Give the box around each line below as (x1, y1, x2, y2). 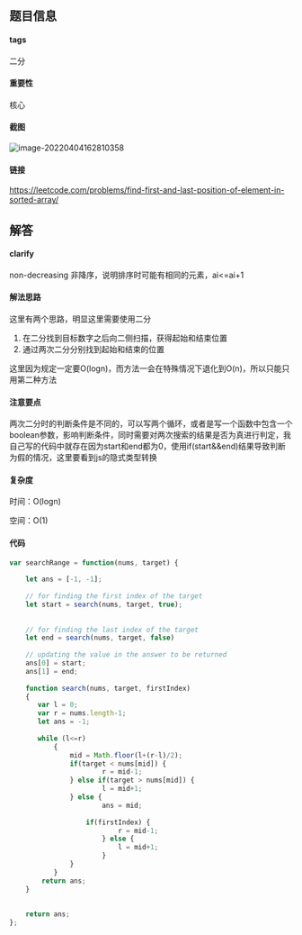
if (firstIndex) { (85, 818, 151, 827)
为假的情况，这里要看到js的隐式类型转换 (9, 452, 157, 463)
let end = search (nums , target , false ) (25, 633, 175, 642)
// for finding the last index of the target (25, 625, 200, 634)
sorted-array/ (9, 195, 59, 205)
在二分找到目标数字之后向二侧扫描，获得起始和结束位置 (22, 332, 227, 343)
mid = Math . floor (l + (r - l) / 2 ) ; (69, 750, 182, 759)
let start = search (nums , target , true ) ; (25, 600, 182, 609)
